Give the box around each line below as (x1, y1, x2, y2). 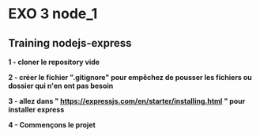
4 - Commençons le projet (8, 120, 96, 129)
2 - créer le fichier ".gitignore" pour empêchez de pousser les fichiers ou (8, 73, 253, 82)
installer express (8, 105, 65, 114)
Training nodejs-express (8, 36, 132, 50)
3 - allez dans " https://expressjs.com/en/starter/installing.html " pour (8, 97, 246, 105)
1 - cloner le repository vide (8, 57, 100, 67)
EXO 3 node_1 (8, 5, 98, 23)
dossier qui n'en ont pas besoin (8, 81, 114, 90)
